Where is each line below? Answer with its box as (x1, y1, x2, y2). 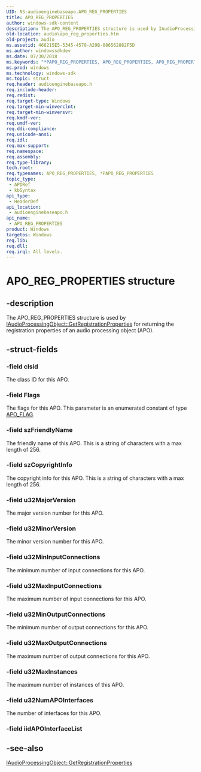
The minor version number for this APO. (6, 538, 104, 545)
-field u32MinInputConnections (6, 553, 100, 561)
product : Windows (6, 226, 50, 232)
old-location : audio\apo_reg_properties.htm (6, 31, 119, 37)
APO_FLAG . (6, 411, 35, 418)
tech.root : (6, 165, 33, 171)
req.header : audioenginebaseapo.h (6, 82, 93, 88)
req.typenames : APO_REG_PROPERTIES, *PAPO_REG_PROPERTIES (6, 170, 154, 177)
